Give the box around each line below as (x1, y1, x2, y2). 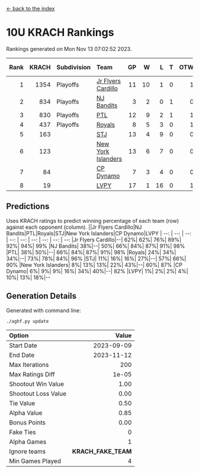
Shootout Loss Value (9, 389, 67, 398)
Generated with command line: (6, 306, 81, 314)
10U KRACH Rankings (6, 26, 114, 39)
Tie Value (9, 399, 36, 407)
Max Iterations (9, 360, 49, 369)
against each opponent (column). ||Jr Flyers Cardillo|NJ (6, 223, 142, 231)
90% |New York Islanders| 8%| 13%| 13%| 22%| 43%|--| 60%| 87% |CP (6, 261, 182, 269)
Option (9, 331, 29, 340)
